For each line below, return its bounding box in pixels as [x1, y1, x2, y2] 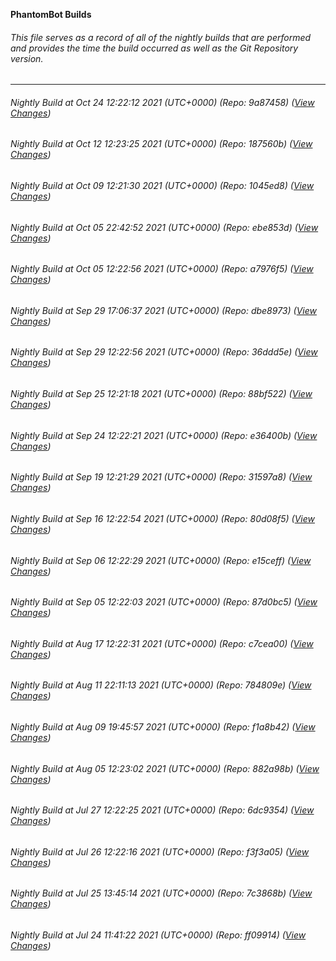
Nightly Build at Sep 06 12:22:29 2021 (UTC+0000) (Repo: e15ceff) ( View [10, 554, 312, 566]
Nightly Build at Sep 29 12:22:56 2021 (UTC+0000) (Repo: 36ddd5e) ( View [10, 346, 318, 358]
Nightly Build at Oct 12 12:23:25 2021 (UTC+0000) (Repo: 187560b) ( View [10, 138, 313, 150]
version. [10, 52, 44, 64]
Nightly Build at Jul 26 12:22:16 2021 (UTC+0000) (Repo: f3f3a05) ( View [10, 845, 310, 858]
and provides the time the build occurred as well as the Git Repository [10, 42, 299, 54]
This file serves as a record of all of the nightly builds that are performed [10, 31, 312, 43]
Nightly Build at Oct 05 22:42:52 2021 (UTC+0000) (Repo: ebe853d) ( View [10, 221, 319, 233]
